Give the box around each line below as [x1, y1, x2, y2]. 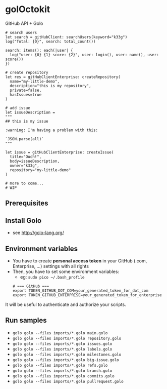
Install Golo [5, 216, 42, 225]
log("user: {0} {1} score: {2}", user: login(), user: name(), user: [10, 52, 159, 57]
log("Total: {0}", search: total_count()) [5, 39, 96, 44]
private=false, [10, 88, 42, 93]
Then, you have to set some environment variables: [12, 268, 120, 275]
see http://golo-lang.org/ [12, 229, 64, 236]
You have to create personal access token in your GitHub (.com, [12, 257, 147, 264]
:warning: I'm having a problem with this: [5, 128, 98, 133]
